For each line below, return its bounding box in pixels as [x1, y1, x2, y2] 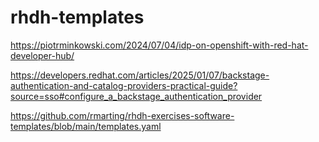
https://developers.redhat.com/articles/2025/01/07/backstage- [10, 69, 270, 81]
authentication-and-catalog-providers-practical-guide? [10, 79, 238, 91]
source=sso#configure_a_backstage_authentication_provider [10, 90, 263, 102]
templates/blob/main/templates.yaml [10, 120, 162, 132]
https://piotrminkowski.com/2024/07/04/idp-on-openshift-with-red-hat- [10, 39, 309, 51]
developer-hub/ [10, 49, 75, 61]
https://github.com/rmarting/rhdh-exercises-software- [10, 109, 235, 121]
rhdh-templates [10, 6, 145, 29]
